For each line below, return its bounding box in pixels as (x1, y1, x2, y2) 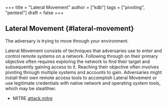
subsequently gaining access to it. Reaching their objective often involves (5, 63, 159, 70)
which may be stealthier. (5, 85, 57, 91)
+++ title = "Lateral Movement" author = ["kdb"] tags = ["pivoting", (5, 5, 145, 10)
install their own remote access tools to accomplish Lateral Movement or (5, 75, 157, 81)
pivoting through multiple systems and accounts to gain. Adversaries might (5, 69, 162, 75)
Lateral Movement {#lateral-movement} (5, 24, 135, 33)
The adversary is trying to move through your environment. (5, 38, 129, 44)
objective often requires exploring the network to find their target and (5, 58, 150, 64)
